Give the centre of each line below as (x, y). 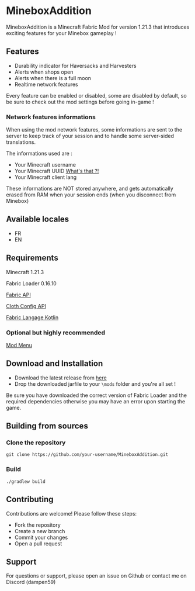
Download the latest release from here (60, 378)
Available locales (38, 220)
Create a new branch (40, 531)
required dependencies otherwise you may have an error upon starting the (96, 401)
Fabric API (18, 295)
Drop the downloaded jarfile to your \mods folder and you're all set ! (95, 383)
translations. (21, 142)
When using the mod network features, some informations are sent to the (94, 130)
